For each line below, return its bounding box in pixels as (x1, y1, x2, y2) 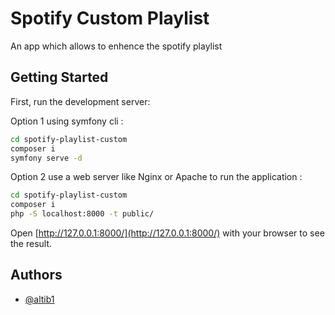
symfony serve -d (10, 153, 83, 163)
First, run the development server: (10, 95, 151, 107)
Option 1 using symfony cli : (10, 115, 124, 127)
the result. (10, 238, 53, 249)
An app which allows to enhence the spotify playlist (10, 40, 223, 52)
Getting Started (10, 69, 109, 86)
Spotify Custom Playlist (10, 7, 210, 30)
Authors (10, 267, 63, 284)
